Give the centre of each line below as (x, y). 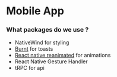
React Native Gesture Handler (51, 61)
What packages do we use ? (48, 30)
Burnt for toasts (34, 49)
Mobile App (35, 11)
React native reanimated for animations (63, 56)
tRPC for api (29, 68)
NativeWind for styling (42, 42)
